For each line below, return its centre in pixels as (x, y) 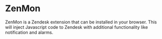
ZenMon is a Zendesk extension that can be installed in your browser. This (81, 22)
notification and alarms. (29, 32)
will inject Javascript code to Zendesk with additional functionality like (77, 27)
